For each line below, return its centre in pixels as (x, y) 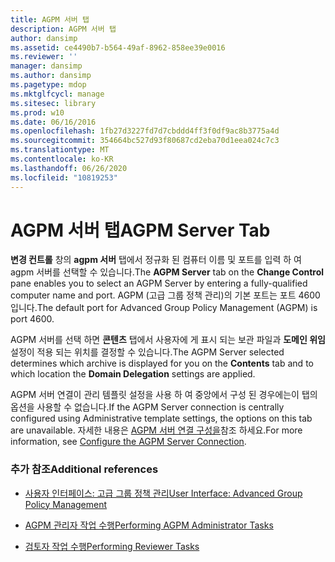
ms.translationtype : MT (60, 150)
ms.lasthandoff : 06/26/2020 (69, 168)
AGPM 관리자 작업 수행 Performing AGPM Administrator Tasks (149, 525)
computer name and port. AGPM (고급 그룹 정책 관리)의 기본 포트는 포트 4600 (165, 295)
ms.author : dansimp (51, 76)
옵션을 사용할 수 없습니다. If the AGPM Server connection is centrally (147, 407)
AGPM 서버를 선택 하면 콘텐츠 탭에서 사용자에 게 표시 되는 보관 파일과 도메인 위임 (168, 340)
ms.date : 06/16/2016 (53, 122)
